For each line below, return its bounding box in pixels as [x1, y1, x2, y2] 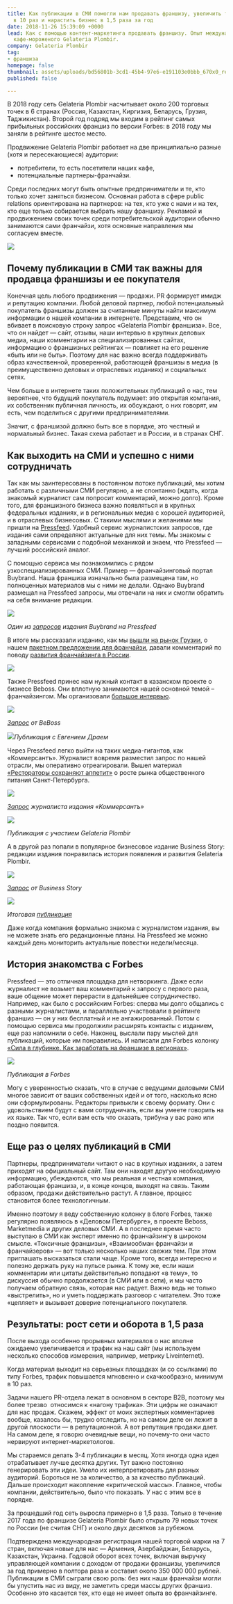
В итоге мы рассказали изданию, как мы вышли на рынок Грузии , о [7, 636, 208, 644]
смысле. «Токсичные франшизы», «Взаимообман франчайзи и [7, 1239, 193, 1247]
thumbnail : [7, 68, 39, 75]
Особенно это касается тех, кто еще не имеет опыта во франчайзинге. [7, 1589, 218, 1597]
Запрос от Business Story [7, 884, 82, 892]
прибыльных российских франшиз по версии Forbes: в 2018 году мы [7, 122, 212, 131]
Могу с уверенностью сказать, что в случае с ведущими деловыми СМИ [7, 1083, 225, 1092]
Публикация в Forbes [7, 1070, 71, 1078]
